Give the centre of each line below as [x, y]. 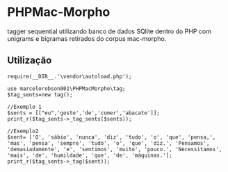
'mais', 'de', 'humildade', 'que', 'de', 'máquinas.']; [90, 155]
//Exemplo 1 [24, 107]
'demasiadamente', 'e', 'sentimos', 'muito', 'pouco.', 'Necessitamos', [115, 149]
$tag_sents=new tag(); [40, 94]
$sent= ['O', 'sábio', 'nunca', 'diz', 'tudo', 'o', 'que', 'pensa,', [112, 137]
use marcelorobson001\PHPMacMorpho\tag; [67, 88]
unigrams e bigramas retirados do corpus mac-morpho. [87, 38]
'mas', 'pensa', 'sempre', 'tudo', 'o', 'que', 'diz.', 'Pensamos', [108, 143]
